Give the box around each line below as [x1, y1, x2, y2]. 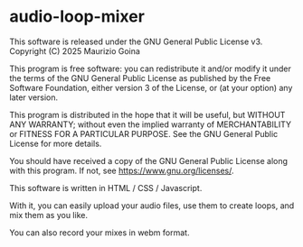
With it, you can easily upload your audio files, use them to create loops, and [9, 200, 295, 211]
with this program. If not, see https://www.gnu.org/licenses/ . [9, 165, 234, 176]
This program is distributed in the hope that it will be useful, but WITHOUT [9, 109, 286, 120]
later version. [9, 92, 59, 103]
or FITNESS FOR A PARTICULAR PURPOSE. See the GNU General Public [9, 128, 279, 139]
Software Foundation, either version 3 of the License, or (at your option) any [9, 82, 293, 93]
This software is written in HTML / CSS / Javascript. [9, 182, 203, 193]
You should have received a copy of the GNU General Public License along [9, 155, 288, 166]
